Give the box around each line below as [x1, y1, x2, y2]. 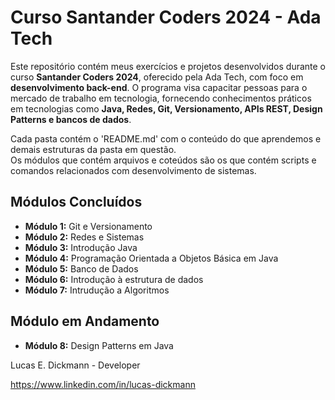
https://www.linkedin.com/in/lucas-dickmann [10, 378, 196, 390]
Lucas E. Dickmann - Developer [10, 359, 141, 371]
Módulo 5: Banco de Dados [24, 262, 139, 275]
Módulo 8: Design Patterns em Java [24, 339, 174, 351]
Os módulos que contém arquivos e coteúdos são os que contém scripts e [10, 154, 317, 166]
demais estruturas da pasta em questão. [10, 143, 177, 155]
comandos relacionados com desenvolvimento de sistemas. [10, 164, 257, 176]
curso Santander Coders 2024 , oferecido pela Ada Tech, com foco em [10, 71, 304, 83]
